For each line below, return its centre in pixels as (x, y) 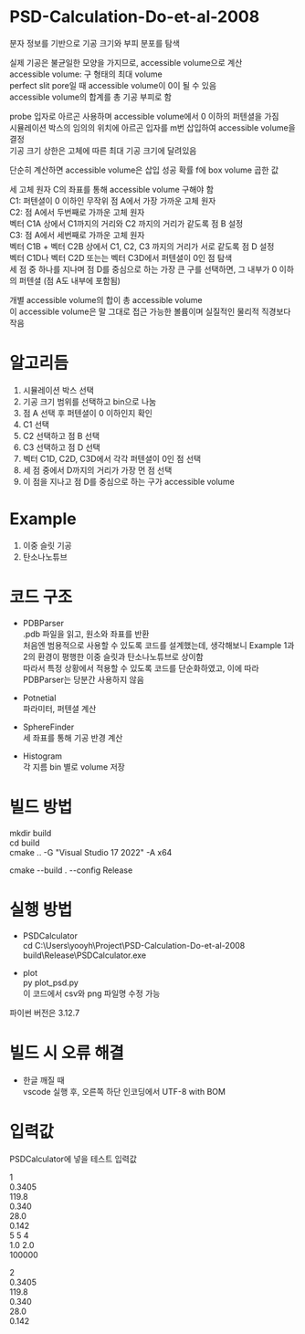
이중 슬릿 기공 (47, 545)
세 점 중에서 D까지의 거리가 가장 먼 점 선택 (97, 470)
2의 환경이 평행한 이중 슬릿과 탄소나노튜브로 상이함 (113, 656)
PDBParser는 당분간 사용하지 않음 (83, 679)
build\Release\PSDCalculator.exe (84, 955)
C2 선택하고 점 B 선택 (61, 436)
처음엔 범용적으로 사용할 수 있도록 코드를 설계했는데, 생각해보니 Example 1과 (158, 645)
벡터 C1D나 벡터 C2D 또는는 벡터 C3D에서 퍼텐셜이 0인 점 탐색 (121, 257)
